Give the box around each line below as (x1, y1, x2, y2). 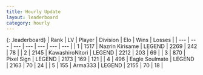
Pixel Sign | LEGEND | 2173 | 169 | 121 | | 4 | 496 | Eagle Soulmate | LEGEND (6, 55, 195, 63)
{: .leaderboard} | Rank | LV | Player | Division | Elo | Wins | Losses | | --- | (6, 37, 190, 44)
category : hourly (6, 20, 50, 26)
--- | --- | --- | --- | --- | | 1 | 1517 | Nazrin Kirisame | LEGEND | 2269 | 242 (13, 43, 198, 50)
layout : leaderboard (6, 14, 59, 20)
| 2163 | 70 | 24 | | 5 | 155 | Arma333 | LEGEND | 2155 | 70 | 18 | (6, 62, 164, 69)
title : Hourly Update (6, 8, 61, 15)
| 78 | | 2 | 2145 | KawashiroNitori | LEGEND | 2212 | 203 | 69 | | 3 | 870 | (6, 49, 186, 56)
